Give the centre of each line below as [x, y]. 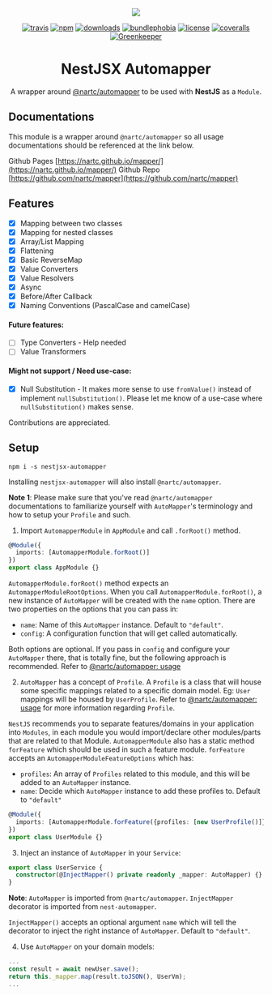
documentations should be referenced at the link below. [101, 145]
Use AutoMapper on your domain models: [87, 947]
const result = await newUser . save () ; [74, 969]
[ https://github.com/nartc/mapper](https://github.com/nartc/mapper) [123, 178]
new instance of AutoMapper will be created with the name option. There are [132, 601]
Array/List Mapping [52, 241]
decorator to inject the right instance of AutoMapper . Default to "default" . [130, 931]
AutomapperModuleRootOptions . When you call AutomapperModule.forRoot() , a [135, 592]
